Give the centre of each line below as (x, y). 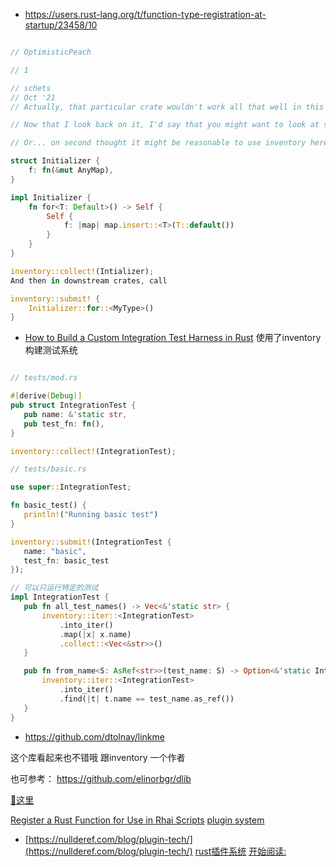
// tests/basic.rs (48, 469)
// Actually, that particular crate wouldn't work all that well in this (167, 107)
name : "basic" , (55, 551)
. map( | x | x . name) (95, 634)
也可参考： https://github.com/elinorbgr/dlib (101, 778)
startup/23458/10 (61, 25)
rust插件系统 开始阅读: (240, 851)
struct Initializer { (55, 161)
